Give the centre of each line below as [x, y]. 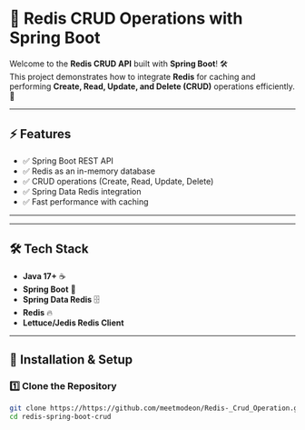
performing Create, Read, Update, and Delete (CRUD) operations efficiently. [152, 86]
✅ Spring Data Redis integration [82, 191]
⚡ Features [40, 134]
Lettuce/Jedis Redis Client [73, 323]
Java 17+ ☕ [44, 275]
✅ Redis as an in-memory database [89, 171]
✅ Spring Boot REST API [68, 160]
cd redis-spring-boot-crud [60, 417]
